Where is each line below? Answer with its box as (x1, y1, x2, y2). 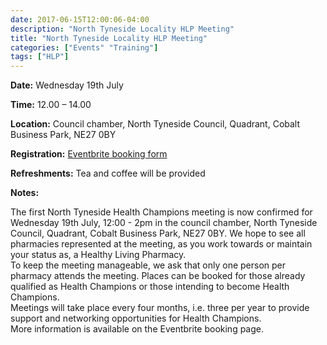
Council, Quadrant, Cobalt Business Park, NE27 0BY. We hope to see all (10, 227, 306, 240)
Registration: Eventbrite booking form (10, 148, 168, 160)
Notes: (10, 187, 40, 199)
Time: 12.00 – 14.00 (10, 99, 92, 111)
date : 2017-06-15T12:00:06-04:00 (10, 14, 150, 25)
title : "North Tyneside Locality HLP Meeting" (10, 33, 208, 43)
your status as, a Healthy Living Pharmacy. (10, 249, 187, 261)
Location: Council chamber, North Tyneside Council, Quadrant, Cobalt (10, 118, 301, 130)
